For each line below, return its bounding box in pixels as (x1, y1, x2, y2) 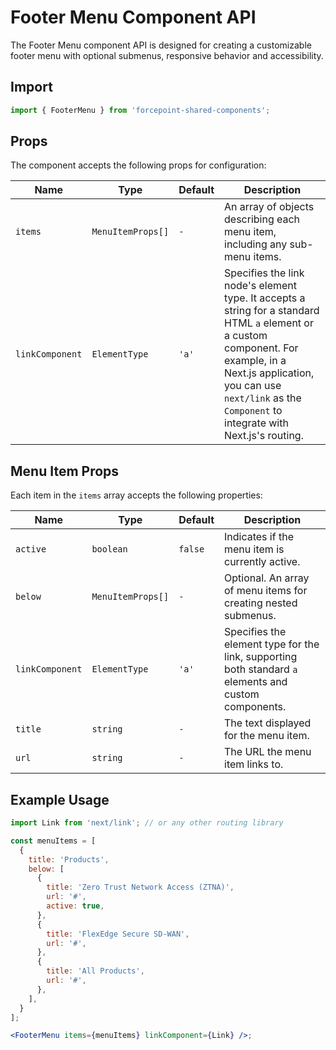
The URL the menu (224, 745, 312, 759)
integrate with (224, 416, 289, 430)
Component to (224, 404, 283, 418)
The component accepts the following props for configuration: (10, 159, 267, 171)
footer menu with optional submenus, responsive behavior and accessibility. (10, 49, 324, 61)
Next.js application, (224, 366, 315, 380)
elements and (224, 675, 288, 689)
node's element (224, 279, 298, 293)
